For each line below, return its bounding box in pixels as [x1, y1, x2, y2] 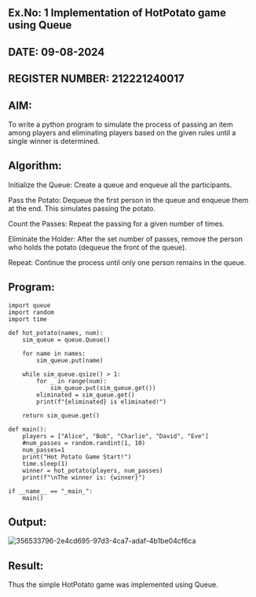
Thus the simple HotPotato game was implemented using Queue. [8, 580, 218, 589]
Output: [8, 515, 47, 529]
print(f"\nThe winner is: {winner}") [22, 474, 146, 481]
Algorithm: [8, 159, 62, 172]
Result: [8, 558, 44, 573]
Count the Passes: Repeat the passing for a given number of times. [8, 219, 225, 228]
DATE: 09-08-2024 [8, 45, 105, 58]
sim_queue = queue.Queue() [22, 336, 111, 344]
